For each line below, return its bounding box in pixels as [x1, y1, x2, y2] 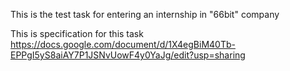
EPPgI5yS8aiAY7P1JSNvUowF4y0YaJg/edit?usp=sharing [10, 49, 246, 61]
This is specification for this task [10, 28, 144, 39]
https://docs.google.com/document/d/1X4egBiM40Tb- [10, 39, 236, 50]
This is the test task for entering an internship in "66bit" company [10, 9, 280, 20]
